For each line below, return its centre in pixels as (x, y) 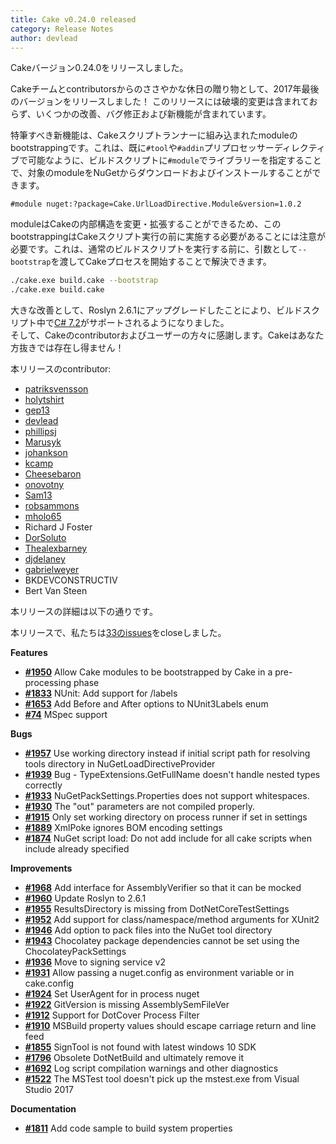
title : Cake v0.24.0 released (73, 19)
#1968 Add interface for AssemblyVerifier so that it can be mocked (163, 888)
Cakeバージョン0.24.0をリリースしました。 (99, 68)
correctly (43, 785)
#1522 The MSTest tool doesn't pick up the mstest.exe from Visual (162, 1079)
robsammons (52, 506)
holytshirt (44, 400)
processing (48, 683)
